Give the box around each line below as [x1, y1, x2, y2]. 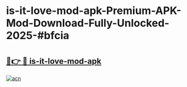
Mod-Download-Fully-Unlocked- [6, 16, 169, 30]
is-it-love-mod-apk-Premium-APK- [6, 4, 182, 18]
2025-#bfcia [6, 29, 69, 42]
